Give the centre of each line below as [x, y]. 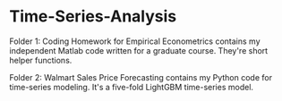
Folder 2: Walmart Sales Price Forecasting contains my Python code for [141, 77]
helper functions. [41, 60]
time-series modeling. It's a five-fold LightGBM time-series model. [131, 87]
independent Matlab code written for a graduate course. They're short [139, 50]
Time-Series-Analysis [93, 17]
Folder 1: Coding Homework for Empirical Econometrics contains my [135, 41]
